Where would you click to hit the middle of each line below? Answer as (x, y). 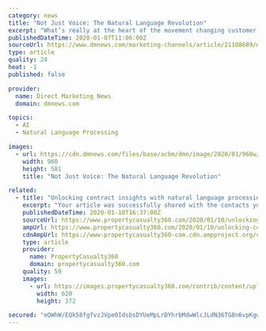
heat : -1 (23, 67)
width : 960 (40, 162)
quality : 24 (28, 60)
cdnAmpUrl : (40, 234)
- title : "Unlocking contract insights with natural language (120, 198)
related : (23, 191)
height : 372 (57, 301)
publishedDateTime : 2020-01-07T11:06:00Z (78, 38)
